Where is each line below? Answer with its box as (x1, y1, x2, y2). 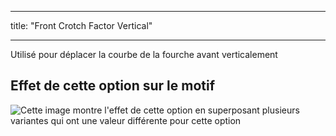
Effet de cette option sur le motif (10, 77, 216, 95)
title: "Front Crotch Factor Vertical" (10, 20, 153, 31)
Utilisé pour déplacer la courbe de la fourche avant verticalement (10, 49, 278, 60)
